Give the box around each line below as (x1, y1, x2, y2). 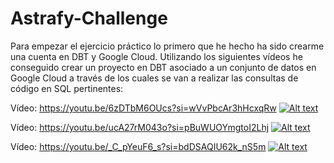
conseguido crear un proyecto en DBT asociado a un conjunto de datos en (10, 61, 317, 73)
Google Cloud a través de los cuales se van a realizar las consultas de (10, 72, 299, 84)
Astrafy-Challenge (10, 7, 168, 30)
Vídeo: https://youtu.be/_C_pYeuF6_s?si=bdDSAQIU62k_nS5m (10, 140, 267, 152)
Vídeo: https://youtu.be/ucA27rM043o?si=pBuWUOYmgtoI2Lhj (10, 121, 270, 133)
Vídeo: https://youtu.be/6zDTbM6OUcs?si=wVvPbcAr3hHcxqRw (10, 102, 277, 114)
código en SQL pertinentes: (10, 82, 124, 94)
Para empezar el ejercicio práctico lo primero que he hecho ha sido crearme (10, 40, 325, 52)
